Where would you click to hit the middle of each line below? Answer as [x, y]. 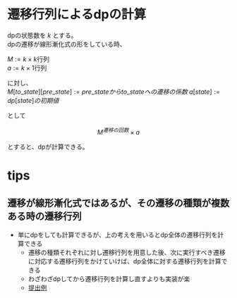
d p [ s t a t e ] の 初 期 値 [33, 100]
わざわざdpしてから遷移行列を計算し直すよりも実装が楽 [109, 278]
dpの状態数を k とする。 [42, 35]
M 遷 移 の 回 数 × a [119, 131]
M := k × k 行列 [28, 59]
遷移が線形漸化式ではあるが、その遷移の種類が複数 [119, 203]
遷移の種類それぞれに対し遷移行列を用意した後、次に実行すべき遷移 [127, 252]
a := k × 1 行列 [27, 68]
